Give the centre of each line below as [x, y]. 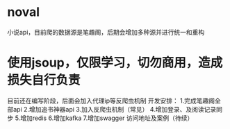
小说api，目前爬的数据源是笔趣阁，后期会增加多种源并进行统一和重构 [106, 32]
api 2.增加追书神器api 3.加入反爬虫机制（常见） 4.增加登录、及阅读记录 [115, 109]
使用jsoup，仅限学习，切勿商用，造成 [115, 63]
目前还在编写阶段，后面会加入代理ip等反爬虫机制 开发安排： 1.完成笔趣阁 [111, 101]
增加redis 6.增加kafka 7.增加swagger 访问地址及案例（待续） [107, 118]
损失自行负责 [44, 80]
